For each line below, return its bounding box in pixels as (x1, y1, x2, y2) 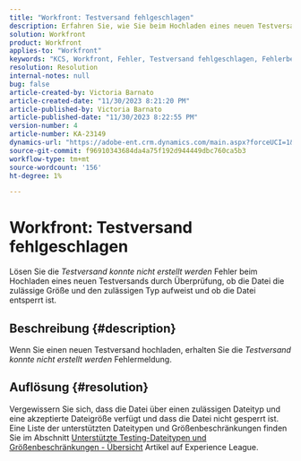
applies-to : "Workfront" (9, 47, 102, 55)
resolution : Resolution (9, 64, 99, 73)
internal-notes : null (9, 72, 90, 81)
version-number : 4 (9, 122, 78, 131)
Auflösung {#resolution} (9, 380, 150, 395)
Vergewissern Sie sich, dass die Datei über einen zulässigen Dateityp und (9, 404, 280, 414)
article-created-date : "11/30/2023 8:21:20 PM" (9, 96, 191, 106)
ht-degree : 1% (9, 171, 63, 180)
